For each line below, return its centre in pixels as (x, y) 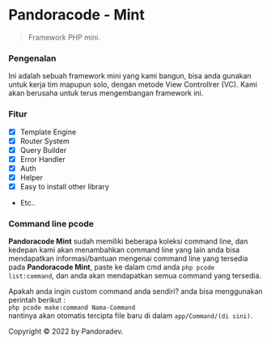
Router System (45, 141)
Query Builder (43, 150)
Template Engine (48, 132)
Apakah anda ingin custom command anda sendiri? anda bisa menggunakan (135, 291)
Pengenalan (32, 58)
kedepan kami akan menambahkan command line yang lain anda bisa (124, 250)
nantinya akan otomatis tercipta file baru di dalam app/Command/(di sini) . (131, 316)
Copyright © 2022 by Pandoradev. (66, 331)
